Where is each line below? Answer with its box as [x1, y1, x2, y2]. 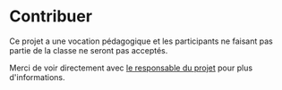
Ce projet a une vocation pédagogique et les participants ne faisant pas [9, 36, 273, 46]
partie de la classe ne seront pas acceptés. [9, 45, 168, 55]
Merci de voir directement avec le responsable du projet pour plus [9, 62, 253, 73]
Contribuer [9, 6, 92, 27]
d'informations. [9, 71, 65, 82]
